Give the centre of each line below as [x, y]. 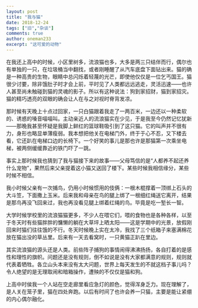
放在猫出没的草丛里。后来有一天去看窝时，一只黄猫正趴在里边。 [83, 237]
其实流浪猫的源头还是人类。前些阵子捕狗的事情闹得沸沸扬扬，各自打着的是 [96, 249]
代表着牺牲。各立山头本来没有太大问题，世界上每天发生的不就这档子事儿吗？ [99, 264]
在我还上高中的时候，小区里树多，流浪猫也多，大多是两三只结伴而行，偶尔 [96, 62]
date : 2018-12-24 [27, 22]
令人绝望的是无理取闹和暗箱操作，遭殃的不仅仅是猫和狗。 [76, 271]
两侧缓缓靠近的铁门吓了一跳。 [58, 148]
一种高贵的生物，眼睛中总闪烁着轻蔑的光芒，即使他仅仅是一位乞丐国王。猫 [101, 77]
